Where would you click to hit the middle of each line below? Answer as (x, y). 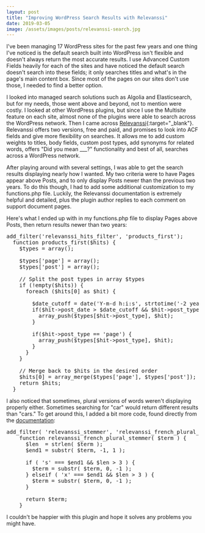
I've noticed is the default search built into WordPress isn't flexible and (95, 53)
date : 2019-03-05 (28, 23)
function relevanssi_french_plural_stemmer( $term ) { (103, 438)
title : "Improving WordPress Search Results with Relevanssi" (87, 18)
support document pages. (39, 207)
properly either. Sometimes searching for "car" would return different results (102, 408)
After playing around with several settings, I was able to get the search (95, 167)
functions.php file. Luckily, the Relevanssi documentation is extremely (94, 194)
